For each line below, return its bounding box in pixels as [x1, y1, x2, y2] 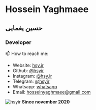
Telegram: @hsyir [12, 78, 50, 84]
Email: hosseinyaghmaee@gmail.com [12, 89, 91, 95]
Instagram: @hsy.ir [12, 73, 52, 79]
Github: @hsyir [12, 67, 44, 74]
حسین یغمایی [5, 24, 43, 32]
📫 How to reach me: [5, 50, 49, 57]
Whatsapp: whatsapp [12, 83, 57, 89]
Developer [5, 39, 31, 46]
